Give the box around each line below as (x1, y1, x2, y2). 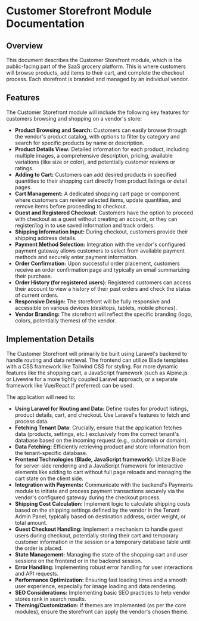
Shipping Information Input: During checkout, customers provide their (14, 228, 189, 235)
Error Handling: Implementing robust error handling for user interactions (14, 563, 193, 571)
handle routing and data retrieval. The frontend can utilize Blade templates (6, 356, 189, 364)
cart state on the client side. (14, 475, 84, 482)
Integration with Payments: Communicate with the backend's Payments (14, 481, 193, 488)
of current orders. (14, 291, 58, 299)
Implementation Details (6, 334, 95, 345)
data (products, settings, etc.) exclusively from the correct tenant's (14, 430, 179, 437)
